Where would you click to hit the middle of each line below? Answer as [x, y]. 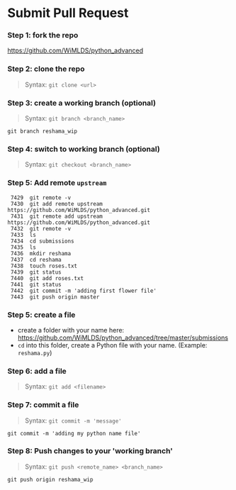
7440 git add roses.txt [47, 278]
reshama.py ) [35, 352]
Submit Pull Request [68, 13]
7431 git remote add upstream [56, 216]
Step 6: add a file [37, 371]
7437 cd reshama [36, 260]
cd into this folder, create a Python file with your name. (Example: [112, 345]
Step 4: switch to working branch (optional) [84, 149]
